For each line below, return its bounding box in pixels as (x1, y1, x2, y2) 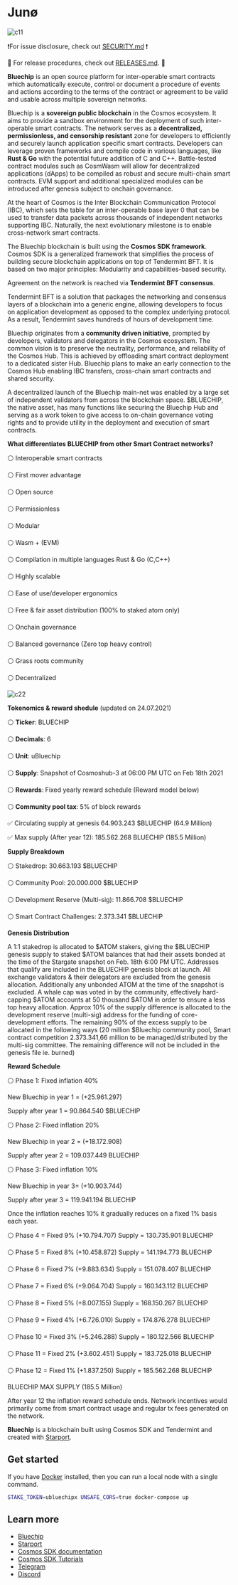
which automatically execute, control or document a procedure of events (7, 80, 220, 88)
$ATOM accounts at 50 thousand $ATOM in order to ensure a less (33, 995, 226, 1004)
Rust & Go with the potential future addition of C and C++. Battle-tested (7, 154, 217, 162)
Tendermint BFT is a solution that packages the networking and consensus (7, 292, 227, 301)
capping (7, 995, 32, 1004)
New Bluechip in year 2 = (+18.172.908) (7, 1137, 122, 1145)
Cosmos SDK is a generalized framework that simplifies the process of (7, 250, 215, 258)
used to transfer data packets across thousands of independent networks (7, 213, 223, 221)
